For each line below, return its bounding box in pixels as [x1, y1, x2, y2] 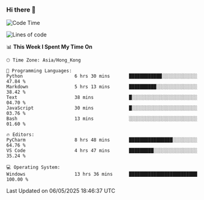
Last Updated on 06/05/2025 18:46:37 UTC [6, 187, 116, 195]
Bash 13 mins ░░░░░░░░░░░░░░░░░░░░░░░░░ [6, 116, 198, 122]
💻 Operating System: [6, 164, 61, 171]
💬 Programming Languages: [6, 68, 72, 74]
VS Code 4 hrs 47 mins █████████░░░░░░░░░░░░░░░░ [6, 148, 198, 154]
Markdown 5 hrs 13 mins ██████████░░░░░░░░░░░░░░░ [6, 84, 198, 90]
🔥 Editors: [6, 132, 35, 138]
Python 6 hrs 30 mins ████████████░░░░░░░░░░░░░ [6, 73, 198, 80]
